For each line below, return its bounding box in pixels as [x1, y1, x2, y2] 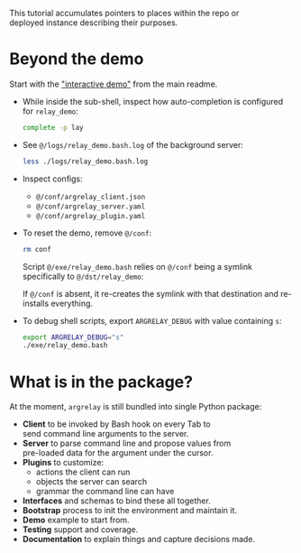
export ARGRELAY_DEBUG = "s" [22, 333, 124, 342]
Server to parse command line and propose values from [22, 438, 232, 449]
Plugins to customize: [22, 457, 105, 468]
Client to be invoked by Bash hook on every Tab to [22, 419, 211, 429]
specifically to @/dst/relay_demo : [22, 271, 144, 281]
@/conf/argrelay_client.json [35, 192, 146, 201]
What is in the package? [9, 372, 194, 392]
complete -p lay [22, 123, 84, 132]
